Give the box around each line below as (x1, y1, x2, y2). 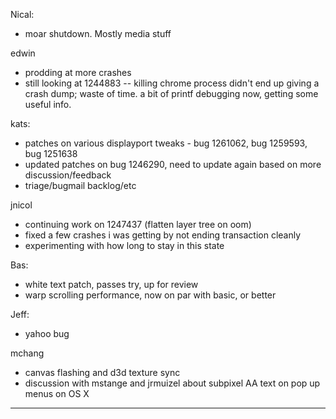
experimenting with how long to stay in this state (24, 240, 225, 251)
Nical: (10, 9, 35, 20)
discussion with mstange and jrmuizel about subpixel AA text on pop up (24, 377, 321, 389)
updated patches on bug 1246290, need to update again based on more (24, 159, 322, 170)
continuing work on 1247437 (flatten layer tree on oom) (24, 219, 252, 230)
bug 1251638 (24, 148, 78, 159)
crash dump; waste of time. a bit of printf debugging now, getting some (24, 88, 319, 99)
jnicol (10, 199, 33, 211)
